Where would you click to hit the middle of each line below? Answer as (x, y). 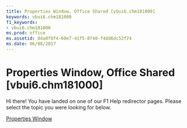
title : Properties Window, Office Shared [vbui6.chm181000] (81, 11)
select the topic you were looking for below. (59, 107)
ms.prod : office (26, 33)
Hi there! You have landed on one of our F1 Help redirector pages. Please (94, 101)
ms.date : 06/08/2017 (31, 44)
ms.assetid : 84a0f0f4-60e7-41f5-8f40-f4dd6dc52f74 (69, 38)
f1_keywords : (22, 22)
